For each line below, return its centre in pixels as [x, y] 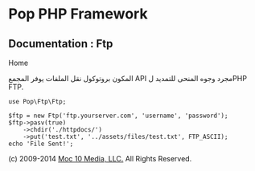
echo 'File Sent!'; [41, 144]
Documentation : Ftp [61, 44]
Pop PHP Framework [78, 14]
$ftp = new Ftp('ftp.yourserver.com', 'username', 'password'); [118, 116]
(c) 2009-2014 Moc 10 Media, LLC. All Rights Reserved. [100, 159]
